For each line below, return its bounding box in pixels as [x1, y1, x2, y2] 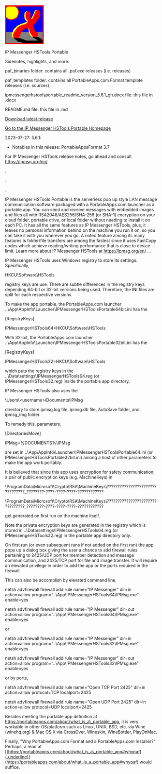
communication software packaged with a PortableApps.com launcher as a [5, 202, 155, 207]
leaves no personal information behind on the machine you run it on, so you [5, 227, 156, 233]
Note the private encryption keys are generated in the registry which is [5, 522, 146, 528]
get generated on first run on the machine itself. [5, 513, 100, 518]
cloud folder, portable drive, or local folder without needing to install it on [5, 217, 150, 223]
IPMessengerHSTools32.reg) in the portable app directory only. [5, 533, 132, 538]
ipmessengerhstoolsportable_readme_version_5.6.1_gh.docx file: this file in [5, 92, 153, 98]
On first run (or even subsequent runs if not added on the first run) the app [5, 542, 154, 548]
